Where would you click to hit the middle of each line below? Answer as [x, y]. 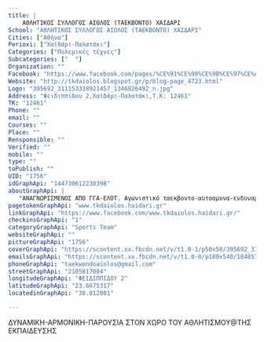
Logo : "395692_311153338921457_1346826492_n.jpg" [91, 88]
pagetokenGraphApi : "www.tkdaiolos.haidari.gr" [88, 205]
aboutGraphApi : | [37, 191]
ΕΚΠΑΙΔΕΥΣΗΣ [33, 330]
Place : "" [24, 132]
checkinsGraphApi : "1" [45, 220]
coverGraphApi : [33, 249]
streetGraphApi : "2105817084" [58, 271]
